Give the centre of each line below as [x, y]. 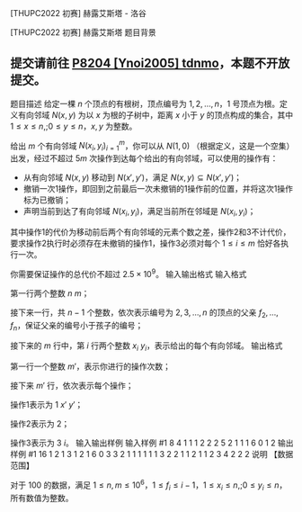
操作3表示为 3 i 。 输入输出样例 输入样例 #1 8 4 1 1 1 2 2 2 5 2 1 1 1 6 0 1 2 [143, 443]
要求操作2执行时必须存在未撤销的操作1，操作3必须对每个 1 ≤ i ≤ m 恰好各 [146, 243]
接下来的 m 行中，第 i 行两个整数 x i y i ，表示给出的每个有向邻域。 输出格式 [147, 347]
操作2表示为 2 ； [40, 424]
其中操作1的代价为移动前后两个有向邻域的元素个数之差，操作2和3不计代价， [151, 232]
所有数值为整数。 [42, 498]
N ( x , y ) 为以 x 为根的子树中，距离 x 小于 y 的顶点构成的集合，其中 [173, 114]
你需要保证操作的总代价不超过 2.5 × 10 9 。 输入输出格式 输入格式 [129, 273]
